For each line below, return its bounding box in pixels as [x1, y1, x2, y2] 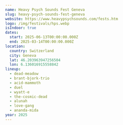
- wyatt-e [9, 90, 30, 94]
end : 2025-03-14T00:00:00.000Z [9, 39, 74, 44]
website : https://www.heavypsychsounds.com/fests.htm [5, 16, 119, 21]
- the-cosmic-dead [9, 94, 48, 99]
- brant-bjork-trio [9, 76, 50, 81]
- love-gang [9, 103, 35, 108]
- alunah [9, 99, 28, 104]
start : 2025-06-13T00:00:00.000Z [9, 35, 79, 40]
